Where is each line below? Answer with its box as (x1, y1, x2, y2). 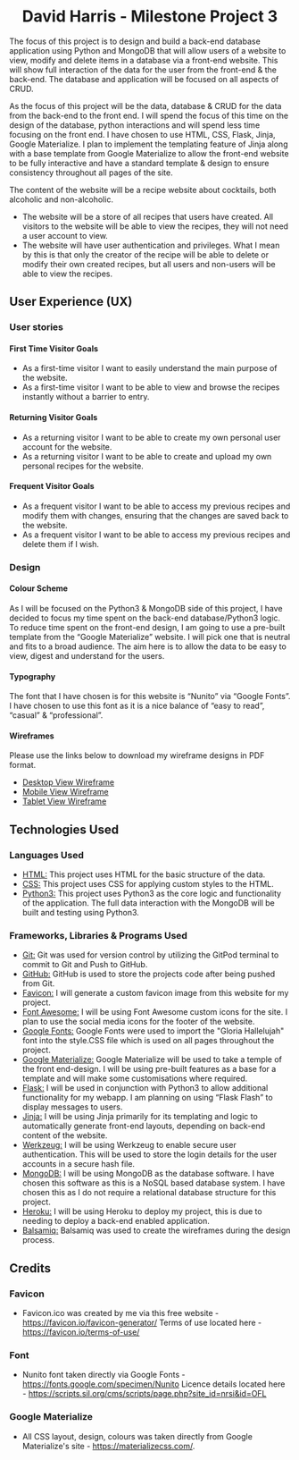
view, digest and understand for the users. (9, 650, 165, 661)
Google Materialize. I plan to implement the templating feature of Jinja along (9, 139, 288, 149)
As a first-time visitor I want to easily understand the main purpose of (21, 363, 278, 374)
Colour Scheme (9, 583, 69, 594)
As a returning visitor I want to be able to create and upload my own (21, 451, 272, 461)
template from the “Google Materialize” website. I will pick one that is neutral (9, 631, 291, 642)
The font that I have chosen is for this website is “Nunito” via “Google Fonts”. (9, 691, 291, 702)
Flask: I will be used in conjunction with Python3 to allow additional (21, 1083, 269, 1093)
